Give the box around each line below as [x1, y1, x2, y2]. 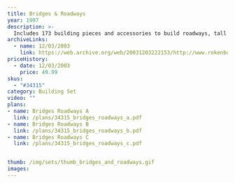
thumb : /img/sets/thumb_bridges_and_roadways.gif [7, 159, 155, 166]
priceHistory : [7, 56, 49, 63]
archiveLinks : [7, 36, 49, 43]
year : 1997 [7, 17, 39, 24]
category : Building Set [7, 88, 77, 95]
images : [7, 166, 30, 173]
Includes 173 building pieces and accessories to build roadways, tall [13, 29, 227, 37]
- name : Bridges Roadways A [7, 108, 90, 115]
